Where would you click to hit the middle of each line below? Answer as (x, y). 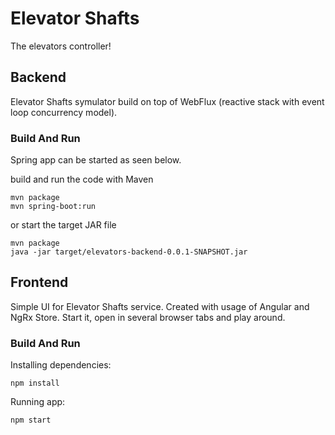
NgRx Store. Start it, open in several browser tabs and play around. (148, 317)
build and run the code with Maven (82, 179)
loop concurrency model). (64, 112)
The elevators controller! (61, 46)
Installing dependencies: (61, 365)
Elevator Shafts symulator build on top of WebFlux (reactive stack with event (167, 101)
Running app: (38, 402)
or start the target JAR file (63, 225)
